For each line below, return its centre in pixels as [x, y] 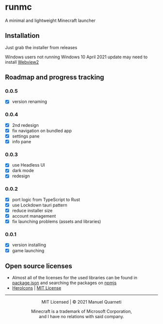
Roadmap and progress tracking [55, 77]
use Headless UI [28, 165]
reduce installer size [32, 210]
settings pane [26, 136]
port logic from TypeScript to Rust [46, 199]
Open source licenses [39, 266]
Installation [22, 36]
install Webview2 [22, 62]
